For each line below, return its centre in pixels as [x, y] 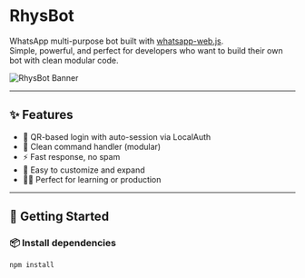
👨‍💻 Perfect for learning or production [92, 179]
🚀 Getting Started [59, 217]
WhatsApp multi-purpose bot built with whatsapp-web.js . [117, 41]
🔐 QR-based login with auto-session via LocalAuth [117, 136]
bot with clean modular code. [64, 60]
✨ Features [41, 115]
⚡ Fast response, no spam [71, 156]
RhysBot [42, 16]
